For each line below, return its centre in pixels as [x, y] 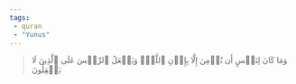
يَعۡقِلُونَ [46, 70]
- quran [28, 26]
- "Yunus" [32, 34]
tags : [19, 18]
